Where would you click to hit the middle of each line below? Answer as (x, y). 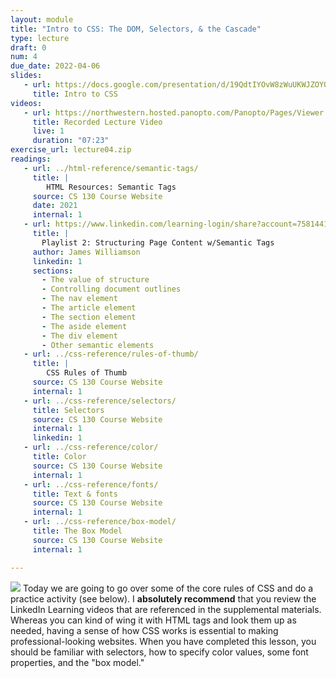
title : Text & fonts (75, 494)
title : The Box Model (77, 531)
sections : (53, 271)
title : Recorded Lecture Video (97, 122)
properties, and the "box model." (77, 662)
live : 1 (48, 131)
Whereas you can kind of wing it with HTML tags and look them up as (153, 620)
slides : (26, 76)
